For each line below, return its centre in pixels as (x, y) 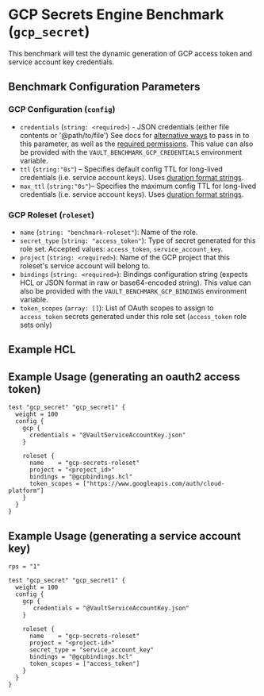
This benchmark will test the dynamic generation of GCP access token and (130, 53)
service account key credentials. (61, 62)
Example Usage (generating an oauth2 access (124, 377)
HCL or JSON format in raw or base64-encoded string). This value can (135, 283)
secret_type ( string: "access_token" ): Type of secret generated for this (138, 240)
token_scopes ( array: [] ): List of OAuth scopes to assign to (117, 308)
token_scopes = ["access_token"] (84, 663)
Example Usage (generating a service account (125, 536)
